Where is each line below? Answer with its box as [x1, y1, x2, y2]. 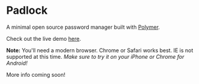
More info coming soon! [6, 71, 66, 78]
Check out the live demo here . [6, 35, 81, 42]
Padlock [6, 4, 48, 17]
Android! [6, 59, 28, 67]
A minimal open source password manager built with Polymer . [6, 23, 160, 31]
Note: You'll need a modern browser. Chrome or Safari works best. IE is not [6, 46, 194, 54]
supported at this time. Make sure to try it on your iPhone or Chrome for [6, 53, 185, 60]
